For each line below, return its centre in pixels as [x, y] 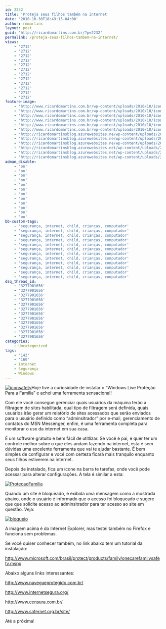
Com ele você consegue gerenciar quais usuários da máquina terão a [76, 402]
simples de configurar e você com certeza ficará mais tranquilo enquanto [80, 454]
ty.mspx [13, 563]
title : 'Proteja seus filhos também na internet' [57, 14]
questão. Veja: [20, 509]
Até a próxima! [20, 621]
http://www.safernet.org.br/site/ [38, 611]
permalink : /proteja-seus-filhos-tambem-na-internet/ [62, 38]
